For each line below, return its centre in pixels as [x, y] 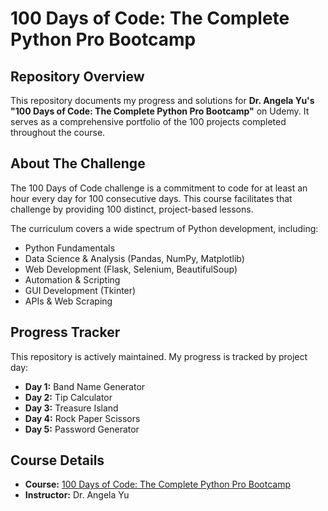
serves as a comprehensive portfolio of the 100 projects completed [148, 121]
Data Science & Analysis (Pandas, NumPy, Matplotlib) [134, 258]
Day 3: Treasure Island [71, 408]
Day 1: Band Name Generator [85, 386]
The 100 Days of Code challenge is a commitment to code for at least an [159, 188]
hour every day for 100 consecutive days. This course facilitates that [151, 198]
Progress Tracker [65, 332]
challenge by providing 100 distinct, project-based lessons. [132, 209]
